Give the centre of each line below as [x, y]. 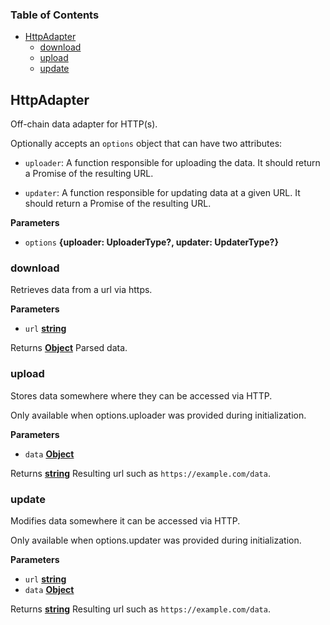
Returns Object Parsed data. [69, 348]
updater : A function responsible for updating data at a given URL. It [162, 193]
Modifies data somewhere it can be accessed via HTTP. [125, 521]
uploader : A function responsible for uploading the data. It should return [172, 163]
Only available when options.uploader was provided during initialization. [158, 415]
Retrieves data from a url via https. [81, 290]
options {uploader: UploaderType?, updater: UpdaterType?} [151, 242]
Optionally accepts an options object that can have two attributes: [146, 144]
